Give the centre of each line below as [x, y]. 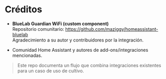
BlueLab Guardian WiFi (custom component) [60, 24]
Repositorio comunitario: [38, 29]
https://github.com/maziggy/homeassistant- [112, 29]
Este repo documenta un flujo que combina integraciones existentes [89, 65]
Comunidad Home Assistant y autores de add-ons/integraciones [80, 50]
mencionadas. [27, 55]
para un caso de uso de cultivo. [50, 71]
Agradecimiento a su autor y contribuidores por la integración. [78, 40]
